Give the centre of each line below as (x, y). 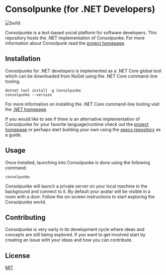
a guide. (13, 135)
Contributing (25, 217)
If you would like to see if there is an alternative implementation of (73, 119)
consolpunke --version (29, 95)
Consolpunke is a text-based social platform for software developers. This (81, 32)
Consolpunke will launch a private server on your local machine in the (76, 186)
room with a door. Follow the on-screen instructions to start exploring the (80, 196)
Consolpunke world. (26, 202)
